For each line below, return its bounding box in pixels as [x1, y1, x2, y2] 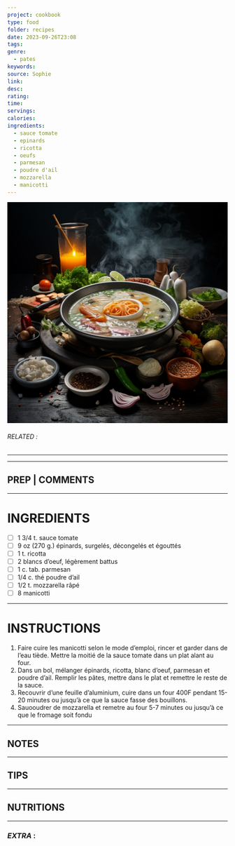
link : [7, 78, 23, 85]
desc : [7, 85, 23, 93]
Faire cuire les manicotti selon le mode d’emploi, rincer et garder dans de [17, 644, 228, 652]
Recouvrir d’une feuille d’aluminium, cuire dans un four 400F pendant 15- [17, 688, 228, 697]
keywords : [7, 63, 36, 70]
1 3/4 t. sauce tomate [17, 533, 78, 542]
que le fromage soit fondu [17, 711, 92, 719]
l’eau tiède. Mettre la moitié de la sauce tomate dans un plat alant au [17, 651, 214, 659]
